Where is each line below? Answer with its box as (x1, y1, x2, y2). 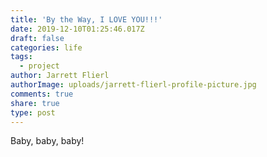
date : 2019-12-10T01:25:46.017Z (10, 24, 145, 34)
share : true (10, 98, 60, 108)
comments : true (10, 89, 74, 99)
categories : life (10, 42, 83, 53)
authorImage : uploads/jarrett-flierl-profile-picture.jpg (10, 80, 257, 90)
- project (19, 61, 60, 71)
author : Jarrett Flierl (10, 71, 110, 81)
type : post (10, 107, 56, 118)
